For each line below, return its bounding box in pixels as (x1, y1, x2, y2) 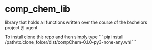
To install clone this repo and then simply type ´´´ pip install (5, 34, 124, 40)
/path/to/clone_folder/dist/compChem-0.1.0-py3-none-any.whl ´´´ (5, 39, 137, 45)
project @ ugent (5, 24, 38, 30)
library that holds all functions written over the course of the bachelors (5, 19, 148, 25)
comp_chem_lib (5, 3, 71, 15)
